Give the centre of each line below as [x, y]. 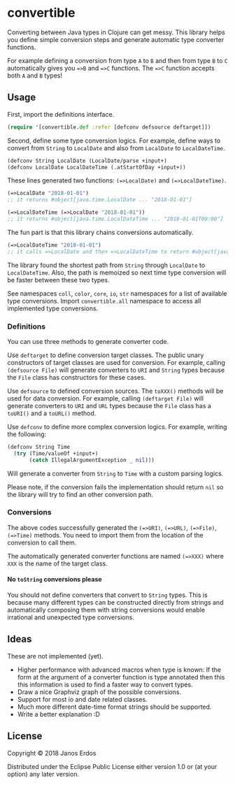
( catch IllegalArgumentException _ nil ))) [92, 460]
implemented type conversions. [53, 308]
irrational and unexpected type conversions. [71, 617]
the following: [27, 434]
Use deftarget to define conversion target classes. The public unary [106, 355]
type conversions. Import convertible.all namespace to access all [104, 301]
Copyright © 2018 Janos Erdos [52, 753]
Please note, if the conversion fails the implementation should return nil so [115, 487]
